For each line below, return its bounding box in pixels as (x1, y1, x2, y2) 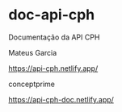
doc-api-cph (8, 6, 95, 24)
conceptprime (8, 79, 55, 89)
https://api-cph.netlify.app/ (8, 63, 99, 73)
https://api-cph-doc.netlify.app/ (8, 94, 115, 104)
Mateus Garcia (8, 48, 57, 57)
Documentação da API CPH (8, 32, 100, 42)
